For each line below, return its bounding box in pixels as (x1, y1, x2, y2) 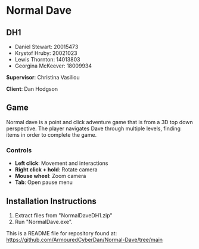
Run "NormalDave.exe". (14, 218, 73, 225)
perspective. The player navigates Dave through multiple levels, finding (6, 125, 181, 132)
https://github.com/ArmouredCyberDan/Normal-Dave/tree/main (6, 236, 163, 243)
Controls (6, 146, 32, 154)
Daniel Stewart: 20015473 (14, 43, 79, 50)
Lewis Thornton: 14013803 (14, 56, 80, 63)
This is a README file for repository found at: (6, 229, 117, 236)
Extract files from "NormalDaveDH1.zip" (14, 211, 113, 219)
